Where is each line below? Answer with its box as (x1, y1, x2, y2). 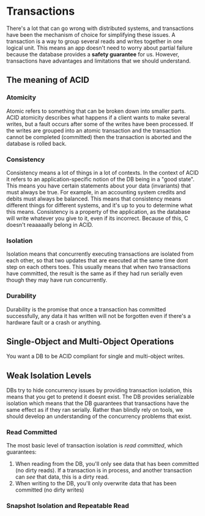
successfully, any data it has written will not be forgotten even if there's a (6, 312, 191, 319)
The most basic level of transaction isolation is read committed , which (6, 442, 183, 449)
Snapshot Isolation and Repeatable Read (6, 501, 130, 510)
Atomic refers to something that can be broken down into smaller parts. (6, 107, 186, 115)
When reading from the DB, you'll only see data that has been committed (15, 460, 199, 468)
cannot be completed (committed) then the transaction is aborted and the (6, 133, 192, 140)
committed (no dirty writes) (15, 486, 84, 494)
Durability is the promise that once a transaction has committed (6, 305, 166, 313)
